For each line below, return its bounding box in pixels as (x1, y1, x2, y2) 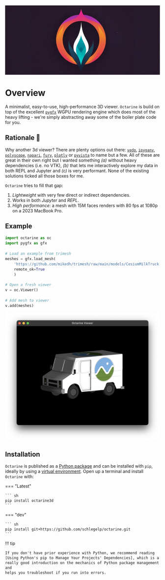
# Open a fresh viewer (5, 282, 52, 287)
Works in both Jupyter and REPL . (12, 197, 80, 203)
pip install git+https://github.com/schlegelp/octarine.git (5, 527, 131, 532)
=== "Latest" (5, 483, 32, 489)
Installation (5, 450, 40, 458)
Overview (5, 87, 46, 99)
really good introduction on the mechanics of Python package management (5, 560, 160, 565)
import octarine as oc (5, 236, 52, 240)
